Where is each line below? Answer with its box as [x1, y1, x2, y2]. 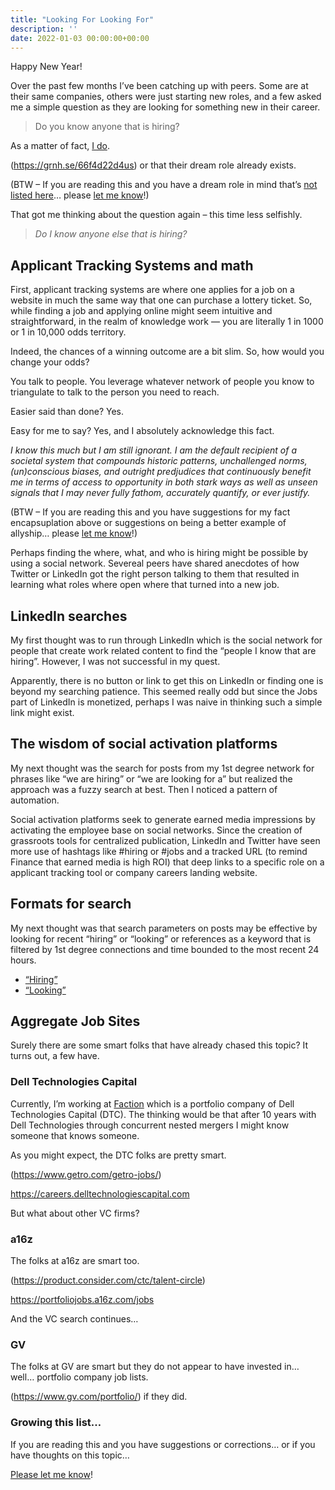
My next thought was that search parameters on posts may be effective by [10, 922, 318, 934]
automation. [10, 794, 60, 806]
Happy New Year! [10, 61, 83, 73]
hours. [10, 954, 37, 966]
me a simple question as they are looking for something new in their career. [10, 101, 321, 113]
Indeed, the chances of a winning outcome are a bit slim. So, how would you [10, 346, 325, 358]
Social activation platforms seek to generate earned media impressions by [10, 813, 316, 825]
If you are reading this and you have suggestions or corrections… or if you [10, 1438, 316, 1450]
